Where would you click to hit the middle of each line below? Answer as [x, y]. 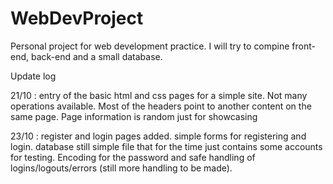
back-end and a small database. [96, 56]
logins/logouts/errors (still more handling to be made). [121, 168]
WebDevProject [77, 18]
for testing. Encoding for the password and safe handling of [133, 157]
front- [303, 46]
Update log [33, 76]
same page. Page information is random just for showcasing [134, 116]
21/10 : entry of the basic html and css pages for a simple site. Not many [159, 95]
